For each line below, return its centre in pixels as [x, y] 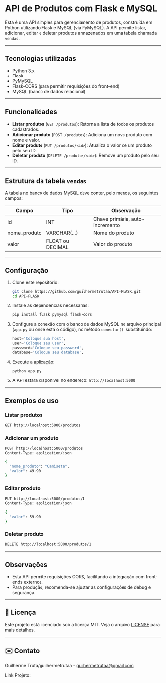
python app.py [27, 371]
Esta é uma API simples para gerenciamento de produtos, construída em [79, 22]
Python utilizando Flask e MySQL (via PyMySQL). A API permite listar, [76, 27]
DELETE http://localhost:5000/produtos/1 [48, 544]
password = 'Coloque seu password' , [48, 348]
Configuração [27, 270]
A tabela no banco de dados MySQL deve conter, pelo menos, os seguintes [82, 193]
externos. [34, 582]
